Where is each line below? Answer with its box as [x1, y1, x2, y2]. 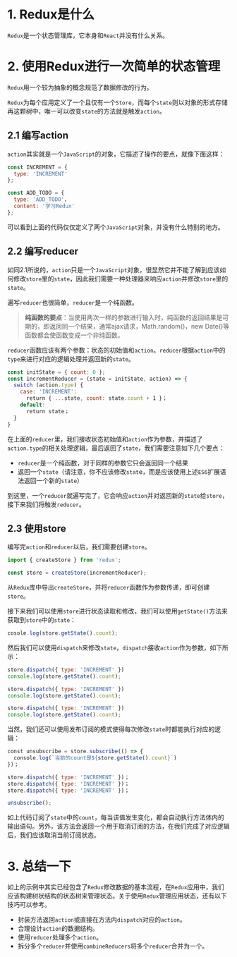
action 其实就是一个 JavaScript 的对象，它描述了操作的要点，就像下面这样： [7, 150, 225, 158]
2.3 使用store [7, 523, 66, 535]
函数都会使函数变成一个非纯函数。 [24, 331, 124, 339]
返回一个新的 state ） [23, 476, 83, 484]
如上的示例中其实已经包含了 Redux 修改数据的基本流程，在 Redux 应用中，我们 [7, 883, 224, 891]
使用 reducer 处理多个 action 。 [17, 933, 102, 941]
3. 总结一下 [7, 858, 72, 874]
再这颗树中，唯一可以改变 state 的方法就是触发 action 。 [7, 106, 166, 115]
